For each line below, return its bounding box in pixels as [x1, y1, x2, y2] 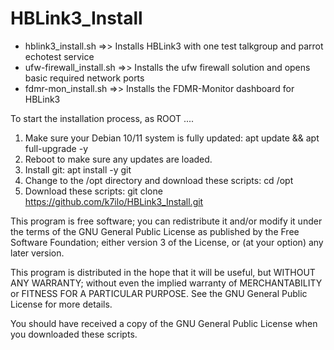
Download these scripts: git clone [24, 185, 163, 197]
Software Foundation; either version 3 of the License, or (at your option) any [10, 236, 324, 248]
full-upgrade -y [24, 142, 89, 154]
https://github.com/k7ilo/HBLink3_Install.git [24, 195, 204, 207]
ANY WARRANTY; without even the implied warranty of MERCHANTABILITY [10, 277, 323, 289]
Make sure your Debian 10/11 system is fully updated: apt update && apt [24, 132, 320, 144]
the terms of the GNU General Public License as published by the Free [10, 225, 300, 237]
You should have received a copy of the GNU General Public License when [10, 317, 318, 329]
